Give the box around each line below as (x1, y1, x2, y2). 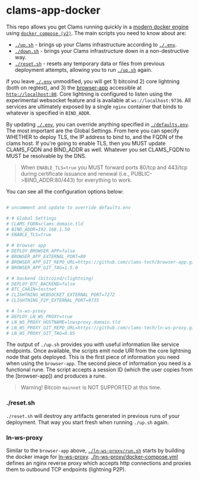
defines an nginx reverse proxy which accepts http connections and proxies (6, 459, 191, 467)
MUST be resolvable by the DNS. (6, 152, 87, 159)
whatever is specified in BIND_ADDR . (6, 109, 91, 116)
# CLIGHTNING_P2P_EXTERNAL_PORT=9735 (6, 297, 99, 303)
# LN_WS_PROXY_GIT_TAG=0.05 (6, 330, 76, 336)
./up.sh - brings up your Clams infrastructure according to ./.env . (14, 41, 177, 48)
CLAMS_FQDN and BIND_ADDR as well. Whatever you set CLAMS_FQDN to (6, 146, 191, 153)
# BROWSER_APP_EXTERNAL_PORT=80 (6, 253, 86, 260)
